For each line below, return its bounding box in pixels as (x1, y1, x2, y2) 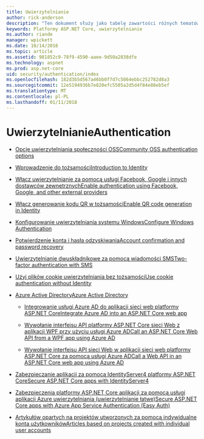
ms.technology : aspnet (6, 60, 64, 66)
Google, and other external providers (15, 188, 108, 196)
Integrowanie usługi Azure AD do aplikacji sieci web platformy (24, 303, 179, 310)
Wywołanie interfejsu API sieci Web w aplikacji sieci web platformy (24, 345, 191, 353)
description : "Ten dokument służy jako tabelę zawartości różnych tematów (6, 20, 200, 26)
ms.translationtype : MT (6, 88, 67, 94)
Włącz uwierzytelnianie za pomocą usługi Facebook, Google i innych (15, 175, 187, 183)
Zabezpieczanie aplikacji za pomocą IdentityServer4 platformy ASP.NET (15, 370, 196, 378)
